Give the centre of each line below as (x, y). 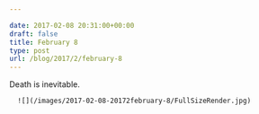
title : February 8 (44, 42)
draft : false (34, 34)
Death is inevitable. (45, 84)
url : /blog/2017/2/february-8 (66, 59)
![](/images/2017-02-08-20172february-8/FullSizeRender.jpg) (134, 101)
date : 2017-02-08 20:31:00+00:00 (72, 25)
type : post (30, 50)
